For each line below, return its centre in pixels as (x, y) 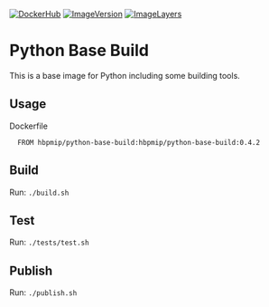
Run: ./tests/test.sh (49, 242)
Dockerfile (28, 126)
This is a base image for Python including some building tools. (125, 75)
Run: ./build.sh (39, 192)
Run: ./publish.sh (43, 293)
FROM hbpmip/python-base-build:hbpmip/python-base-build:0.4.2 (139, 142)
